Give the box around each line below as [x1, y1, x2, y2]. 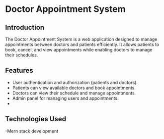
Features [5, 66, 33, 75]
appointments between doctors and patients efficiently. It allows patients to [5, 42, 160, 47]
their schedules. [5, 52, 38, 58]
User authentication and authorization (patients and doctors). [12, 79, 138, 85]
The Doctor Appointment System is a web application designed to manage [5, 36, 158, 42]
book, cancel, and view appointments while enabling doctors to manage [5, 47, 153, 52]
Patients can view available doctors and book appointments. [12, 85, 136, 91]
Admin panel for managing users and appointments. [12, 95, 119, 101]
